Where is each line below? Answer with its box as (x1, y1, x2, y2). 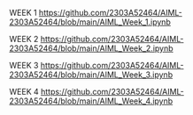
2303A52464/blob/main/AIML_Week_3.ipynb (9, 69, 174, 80)
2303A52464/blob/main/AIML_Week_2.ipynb (9, 43, 174, 54)
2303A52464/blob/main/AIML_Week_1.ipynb (9, 17, 171, 27)
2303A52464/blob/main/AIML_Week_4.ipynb (9, 96, 174, 106)
